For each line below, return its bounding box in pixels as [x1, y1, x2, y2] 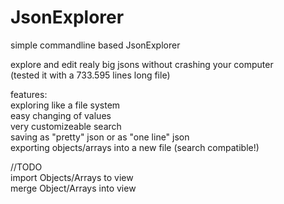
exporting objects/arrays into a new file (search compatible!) [10, 141, 260, 153]
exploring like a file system [10, 99, 121, 111]
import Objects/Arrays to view [10, 171, 134, 183]
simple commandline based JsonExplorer [10, 39, 181, 51]
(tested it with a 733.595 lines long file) [10, 69, 171, 81]
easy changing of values [10, 109, 112, 121]
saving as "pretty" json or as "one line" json [10, 131, 190, 143]
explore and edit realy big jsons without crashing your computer [10, 58, 274, 70]
